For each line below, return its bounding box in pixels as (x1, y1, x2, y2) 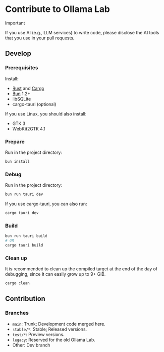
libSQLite (12, 96, 31, 102)
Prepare (5, 138, 25, 145)
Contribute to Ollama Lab (5, 3, 110, 15)
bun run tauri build (5, 234, 48, 238)
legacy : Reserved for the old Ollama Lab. (12, 337, 96, 343)
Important (5, 20, 25, 26)
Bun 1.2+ (12, 91, 31, 97)
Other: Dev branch (12, 342, 51, 348)
